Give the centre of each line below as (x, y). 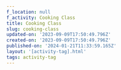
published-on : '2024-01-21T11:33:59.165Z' (61, 46)
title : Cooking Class (34, 23)
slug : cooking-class (33, 29)
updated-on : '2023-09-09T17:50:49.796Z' (59, 35)
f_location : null (29, 12)
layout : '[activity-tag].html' (46, 52)
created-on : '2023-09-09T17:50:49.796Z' (59, 40)
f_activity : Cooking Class (41, 18)
